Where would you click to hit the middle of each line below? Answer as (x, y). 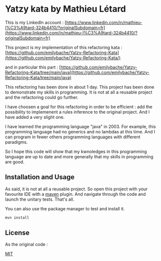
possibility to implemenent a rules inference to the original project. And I (77, 112)
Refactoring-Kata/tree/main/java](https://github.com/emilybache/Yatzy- (77, 72)
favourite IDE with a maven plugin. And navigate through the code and (75, 194)
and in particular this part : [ (33, 67)
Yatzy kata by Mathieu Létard (66, 9)
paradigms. (16, 142)
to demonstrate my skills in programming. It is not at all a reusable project (79, 92)
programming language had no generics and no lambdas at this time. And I (80, 131)
